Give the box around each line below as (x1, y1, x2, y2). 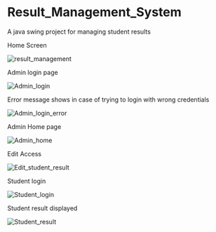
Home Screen (7, 41, 47, 49)
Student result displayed (7, 204, 78, 212)
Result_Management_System (7, 4, 182, 20)
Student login (7, 177, 46, 185)
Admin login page (7, 68, 58, 76)
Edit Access (7, 149, 42, 158)
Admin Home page (7, 122, 62, 130)
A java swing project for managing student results (7, 27, 151, 36)
